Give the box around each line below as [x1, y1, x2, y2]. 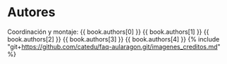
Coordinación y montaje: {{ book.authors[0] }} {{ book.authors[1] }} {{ [7, 27, 209, 36]
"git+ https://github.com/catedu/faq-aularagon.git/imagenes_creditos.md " [7, 42, 221, 51]
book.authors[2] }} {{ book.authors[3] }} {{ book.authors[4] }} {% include [7, 34, 220, 43]
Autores [7, 4, 56, 20]
